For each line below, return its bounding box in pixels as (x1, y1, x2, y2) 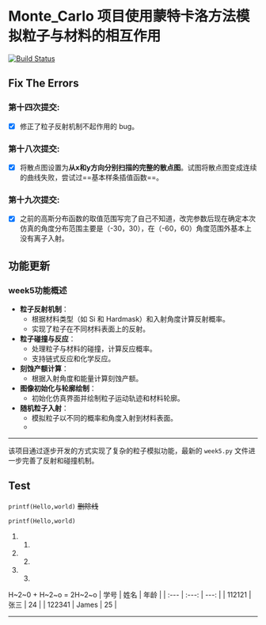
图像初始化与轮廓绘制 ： (19, 383, 97, 393)
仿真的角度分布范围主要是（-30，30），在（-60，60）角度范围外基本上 (19, 223, 252, 234)
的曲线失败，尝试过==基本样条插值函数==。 (19, 173, 164, 182)
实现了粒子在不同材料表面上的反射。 (31, 324, 150, 333)
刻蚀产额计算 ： (19, 364, 69, 373)
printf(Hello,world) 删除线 (8, 501, 99, 511)
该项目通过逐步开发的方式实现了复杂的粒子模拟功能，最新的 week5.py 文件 (8, 446, 249, 455)
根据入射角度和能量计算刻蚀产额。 (31, 374, 143, 383)
